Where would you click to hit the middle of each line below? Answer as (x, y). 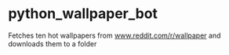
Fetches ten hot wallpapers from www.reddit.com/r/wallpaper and (114, 35)
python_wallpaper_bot (83, 14)
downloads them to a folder (53, 43)
